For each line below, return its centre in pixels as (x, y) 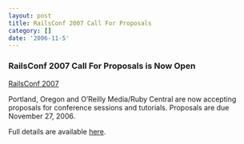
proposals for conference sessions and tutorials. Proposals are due (119, 107)
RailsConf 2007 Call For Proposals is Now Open (102, 66)
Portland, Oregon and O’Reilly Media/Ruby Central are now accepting (122, 99)
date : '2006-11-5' (39, 38)
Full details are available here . (57, 131)
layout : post (30, 16)
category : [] (30, 30)
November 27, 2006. (42, 116)
